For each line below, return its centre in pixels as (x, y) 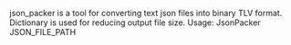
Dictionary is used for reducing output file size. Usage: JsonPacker (135, 22)
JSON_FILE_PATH (43, 32)
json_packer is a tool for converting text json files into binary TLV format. (146, 13)
